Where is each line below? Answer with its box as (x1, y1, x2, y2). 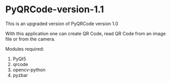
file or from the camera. (5, 36, 55, 42)
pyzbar (12, 72, 28, 78)
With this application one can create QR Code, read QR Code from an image (5, 30, 166, 36)
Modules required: (5, 46, 45, 52)
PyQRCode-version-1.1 (5, 4, 104, 15)
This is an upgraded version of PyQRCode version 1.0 (5, 20, 118, 27)
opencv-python (12, 67, 46, 73)
